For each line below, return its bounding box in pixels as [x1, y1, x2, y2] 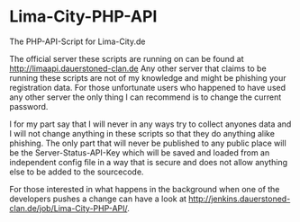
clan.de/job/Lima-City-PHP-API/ [9, 202, 128, 213]
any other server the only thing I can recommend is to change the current [9, 92, 282, 102]
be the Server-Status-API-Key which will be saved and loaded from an [9, 147, 270, 158]
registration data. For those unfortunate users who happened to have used [9, 82, 286, 93]
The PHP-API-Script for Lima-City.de [9, 36, 146, 47]
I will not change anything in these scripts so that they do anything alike [9, 128, 275, 138]
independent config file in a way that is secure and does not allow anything [9, 156, 288, 167]
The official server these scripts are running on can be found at [9, 53, 245, 64]
